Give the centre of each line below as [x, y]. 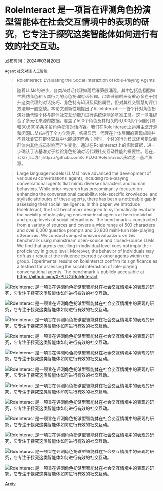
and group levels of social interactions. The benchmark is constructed [87, 219]
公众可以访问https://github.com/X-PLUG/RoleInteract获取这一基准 [83, 157]
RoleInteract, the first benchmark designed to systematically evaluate [86, 209]
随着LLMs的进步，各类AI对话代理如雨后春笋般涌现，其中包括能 [80, 90]
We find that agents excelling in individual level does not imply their [84, 245]
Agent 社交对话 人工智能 [26, 71]
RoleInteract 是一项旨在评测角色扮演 [78, 10]
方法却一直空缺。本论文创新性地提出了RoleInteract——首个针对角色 [84, 108]
